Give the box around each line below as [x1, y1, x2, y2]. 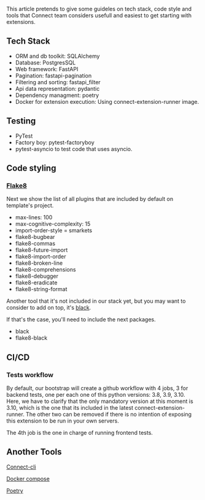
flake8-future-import [15, 246, 68, 254]
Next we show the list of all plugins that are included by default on [6, 195, 174, 203]
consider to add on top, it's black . [6, 304, 91, 311]
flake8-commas [15, 240, 56, 248]
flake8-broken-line [15, 259, 63, 267]
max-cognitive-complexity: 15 [15, 221, 91, 228]
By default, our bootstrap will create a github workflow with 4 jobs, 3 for [6, 385, 188, 392]
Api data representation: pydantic [15, 85, 100, 92]
